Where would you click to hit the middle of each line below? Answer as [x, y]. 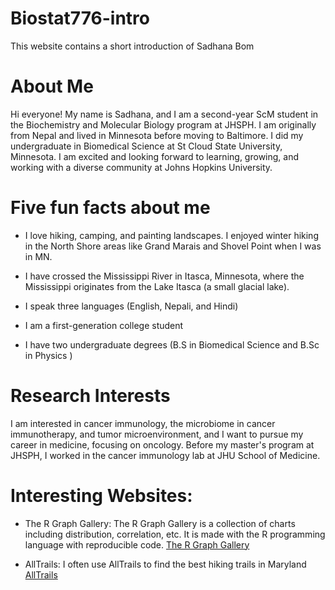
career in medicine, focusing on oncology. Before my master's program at [162, 444]
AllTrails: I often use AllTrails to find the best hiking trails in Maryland [165, 564]
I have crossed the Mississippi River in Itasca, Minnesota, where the [164, 276]
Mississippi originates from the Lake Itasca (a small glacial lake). [157, 286]
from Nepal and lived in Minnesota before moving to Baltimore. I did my [157, 135]
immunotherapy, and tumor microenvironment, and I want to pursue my [157, 434]
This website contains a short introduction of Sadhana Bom [132, 46]
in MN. [38, 256]
